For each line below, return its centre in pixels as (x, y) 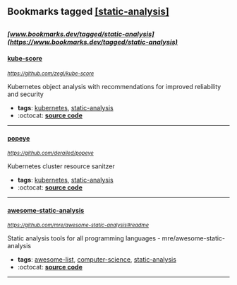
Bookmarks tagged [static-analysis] (88, 12)
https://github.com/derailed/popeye (50, 153)
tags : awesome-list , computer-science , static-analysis (97, 260)
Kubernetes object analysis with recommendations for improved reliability (114, 86)
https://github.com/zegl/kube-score (51, 74)
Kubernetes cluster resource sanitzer (61, 166)
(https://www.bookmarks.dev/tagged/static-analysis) (93, 42)
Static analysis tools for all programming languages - (84, 238)
